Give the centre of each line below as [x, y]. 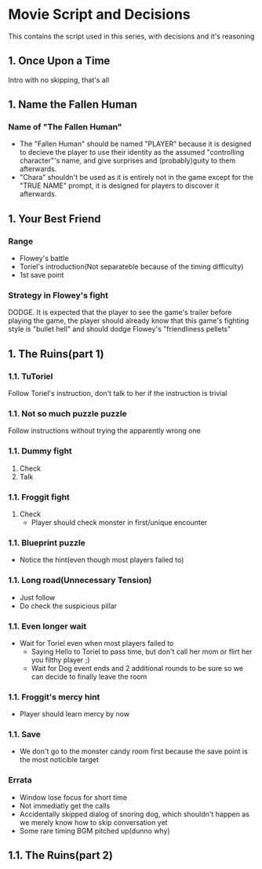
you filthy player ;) [60, 660]
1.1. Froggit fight [39, 497]
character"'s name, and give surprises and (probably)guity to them [127, 161]
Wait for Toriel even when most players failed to [96, 643]
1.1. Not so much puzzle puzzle [67, 414]
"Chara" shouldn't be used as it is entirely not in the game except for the [136, 178]
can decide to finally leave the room [89, 676]
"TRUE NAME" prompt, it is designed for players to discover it [119, 185]
